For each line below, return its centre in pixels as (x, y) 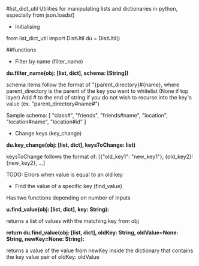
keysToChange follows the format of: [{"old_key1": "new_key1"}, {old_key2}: (100, 156)
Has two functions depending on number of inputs (68, 198)
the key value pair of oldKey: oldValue (53, 257)
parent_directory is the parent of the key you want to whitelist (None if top (97, 91)
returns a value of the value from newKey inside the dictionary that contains (100, 250)
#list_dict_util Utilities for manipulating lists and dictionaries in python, (92, 9)
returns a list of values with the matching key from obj (73, 221)
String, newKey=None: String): (46, 239)
